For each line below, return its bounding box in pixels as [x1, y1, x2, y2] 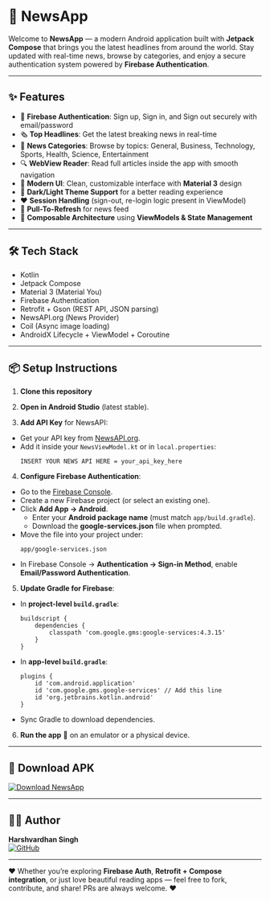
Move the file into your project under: [19, 530, 143, 539]
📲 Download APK [8, 761, 95, 775]
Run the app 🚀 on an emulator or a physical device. [19, 731, 190, 740]
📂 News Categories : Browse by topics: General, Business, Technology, [19, 141, 256, 150]
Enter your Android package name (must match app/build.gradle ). [31, 513, 256, 522]
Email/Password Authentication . [19, 568, 131, 578]
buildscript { [19, 615, 67, 623]
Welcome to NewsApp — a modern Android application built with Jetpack [8, 34, 255, 43]
